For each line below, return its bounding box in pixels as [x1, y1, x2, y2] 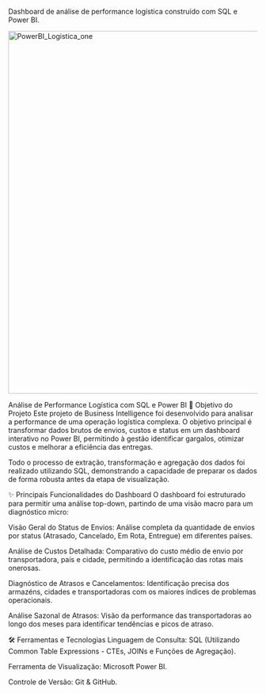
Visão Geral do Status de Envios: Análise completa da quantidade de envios [8, 523, 256, 532]
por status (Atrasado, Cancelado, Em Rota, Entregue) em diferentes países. [8, 531, 253, 540]
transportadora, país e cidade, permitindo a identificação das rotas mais [8, 555, 244, 564]
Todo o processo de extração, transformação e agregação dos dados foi [8, 458, 245, 467]
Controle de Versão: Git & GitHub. [8, 677, 118, 687]
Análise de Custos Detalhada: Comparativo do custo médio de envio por [8, 546, 244, 556]
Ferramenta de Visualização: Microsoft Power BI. [8, 662, 168, 671]
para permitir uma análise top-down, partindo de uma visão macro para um [8, 499, 253, 508]
